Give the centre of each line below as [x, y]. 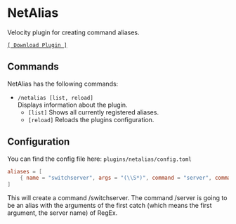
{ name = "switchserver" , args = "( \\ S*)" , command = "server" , [116, 178]
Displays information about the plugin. [72, 105]
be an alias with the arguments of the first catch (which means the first [110, 206]
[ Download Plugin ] [38, 45]
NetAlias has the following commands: [63, 84]
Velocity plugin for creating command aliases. [73, 32]
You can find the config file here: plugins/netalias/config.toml [99, 159]
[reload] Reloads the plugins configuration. [91, 119]
